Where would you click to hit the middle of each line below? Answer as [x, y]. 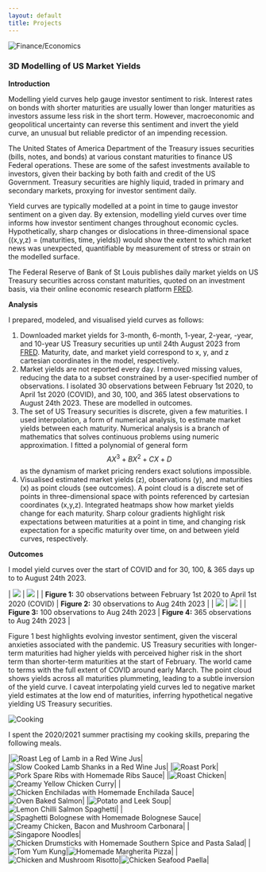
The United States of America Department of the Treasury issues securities [131, 148]
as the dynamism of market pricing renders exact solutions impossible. [135, 471]
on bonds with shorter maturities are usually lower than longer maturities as [132, 107]
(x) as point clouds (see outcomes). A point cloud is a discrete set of [131, 488]
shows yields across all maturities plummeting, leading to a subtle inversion [131, 679]
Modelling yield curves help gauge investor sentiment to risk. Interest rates [130, 99]
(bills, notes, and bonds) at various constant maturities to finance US [120, 157]
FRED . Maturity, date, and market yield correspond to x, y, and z [124, 352]
